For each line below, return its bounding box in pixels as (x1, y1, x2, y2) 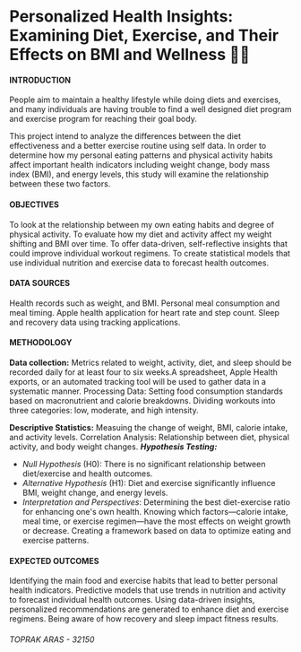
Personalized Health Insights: (9, 6, 234, 27)
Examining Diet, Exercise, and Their (9, 25, 279, 46)
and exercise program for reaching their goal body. (9, 114, 197, 125)
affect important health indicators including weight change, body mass (9, 160, 271, 170)
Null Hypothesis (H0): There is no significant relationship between (21, 459, 266, 469)
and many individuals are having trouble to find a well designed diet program (9, 104, 292, 115)
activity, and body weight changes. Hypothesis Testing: (9, 441, 218, 452)
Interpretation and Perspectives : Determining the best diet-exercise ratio (21, 497, 291, 508)
